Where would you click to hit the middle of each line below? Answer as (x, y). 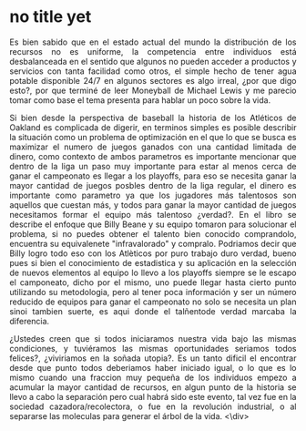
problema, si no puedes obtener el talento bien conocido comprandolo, (153, 233)
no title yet (51, 17)
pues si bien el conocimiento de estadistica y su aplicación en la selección (153, 262)
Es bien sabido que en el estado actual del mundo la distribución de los (153, 42)
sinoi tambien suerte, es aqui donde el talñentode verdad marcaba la (153, 311)
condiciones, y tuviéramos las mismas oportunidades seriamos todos (153, 348)
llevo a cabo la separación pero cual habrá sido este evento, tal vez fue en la (153, 396)
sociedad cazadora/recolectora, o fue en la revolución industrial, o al (153, 406)
